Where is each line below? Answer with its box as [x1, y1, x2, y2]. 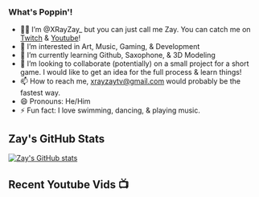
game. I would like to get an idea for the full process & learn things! [19, 68, 242, 77]
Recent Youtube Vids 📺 [8, 178, 129, 191]
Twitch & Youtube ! [19, 33, 81, 43]
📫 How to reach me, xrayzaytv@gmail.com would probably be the [19, 76, 241, 86]
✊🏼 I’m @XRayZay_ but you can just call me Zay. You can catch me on [19, 25, 251, 35]
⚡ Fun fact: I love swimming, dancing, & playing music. [19, 105, 201, 115]
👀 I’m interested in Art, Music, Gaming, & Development [19, 42, 200, 51]
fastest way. [19, 88, 60, 98]
